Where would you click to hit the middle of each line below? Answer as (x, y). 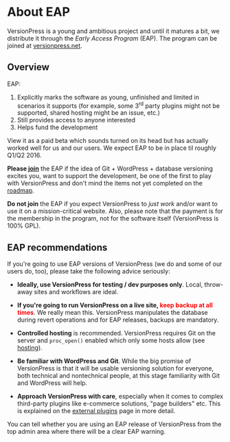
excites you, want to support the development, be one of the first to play (109, 176)
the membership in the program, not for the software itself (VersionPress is (113, 219)
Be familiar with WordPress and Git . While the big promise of (104, 361)
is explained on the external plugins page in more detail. (96, 411)
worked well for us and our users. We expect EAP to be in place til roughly (112, 148)
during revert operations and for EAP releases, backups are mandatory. (118, 320)
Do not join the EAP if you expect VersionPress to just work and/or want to (113, 204)
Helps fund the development (57, 127)
